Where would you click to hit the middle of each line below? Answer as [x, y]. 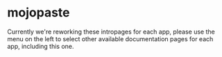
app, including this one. [41, 46]
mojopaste [39, 13]
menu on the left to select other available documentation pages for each [110, 38]
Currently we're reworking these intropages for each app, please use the [111, 32]
